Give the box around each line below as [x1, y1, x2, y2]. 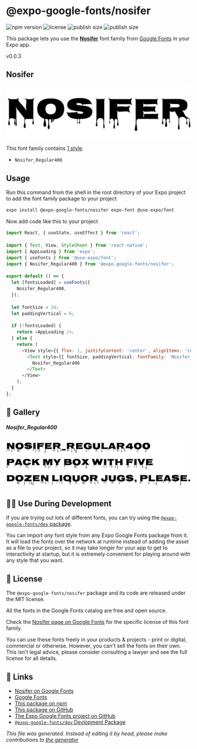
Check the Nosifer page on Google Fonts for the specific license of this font [6, 619, 189, 626]
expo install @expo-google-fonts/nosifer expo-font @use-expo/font [6, 207, 175, 213]
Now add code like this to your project [6, 218, 98, 225]
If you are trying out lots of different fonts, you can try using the [6, 514, 160, 521]
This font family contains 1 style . [6, 145, 84, 152]
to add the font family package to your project [6, 195, 117, 202]
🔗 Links [6, 671, 33, 682]
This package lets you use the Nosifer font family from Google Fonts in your [6, 35, 190, 42]
